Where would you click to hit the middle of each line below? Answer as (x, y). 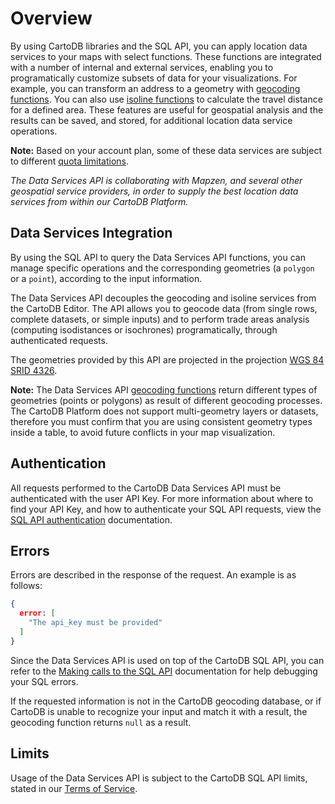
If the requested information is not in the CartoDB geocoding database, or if (166, 701)
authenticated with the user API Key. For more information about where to (162, 498)
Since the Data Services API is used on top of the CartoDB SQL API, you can (167, 660)
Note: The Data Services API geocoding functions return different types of (164, 389)
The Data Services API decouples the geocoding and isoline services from (163, 298)
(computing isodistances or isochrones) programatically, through (144, 329)
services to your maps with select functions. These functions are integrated (166, 56)
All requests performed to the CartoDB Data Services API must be (146, 488)
